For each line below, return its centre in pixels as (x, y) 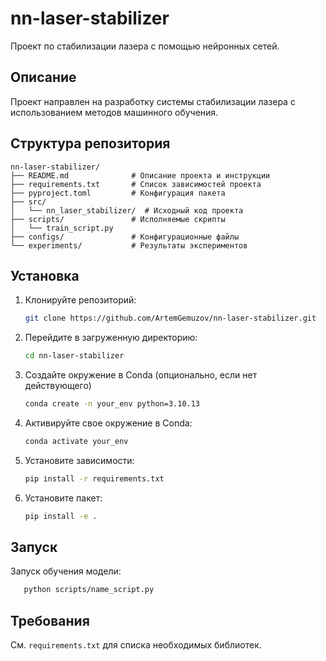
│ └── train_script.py (62, 228)
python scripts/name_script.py (89, 590)
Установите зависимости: (79, 460)
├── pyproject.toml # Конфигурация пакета (118, 193)
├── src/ (28, 202)
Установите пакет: (63, 498)
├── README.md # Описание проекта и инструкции (140, 175)
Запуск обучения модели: (66, 571)
